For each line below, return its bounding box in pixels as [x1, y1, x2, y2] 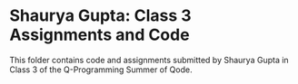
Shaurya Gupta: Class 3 [9, 5, 193, 26]
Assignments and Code [9, 24, 190, 45]
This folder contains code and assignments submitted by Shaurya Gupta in [9, 54, 289, 65]
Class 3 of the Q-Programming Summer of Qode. [9, 64, 193, 75]
